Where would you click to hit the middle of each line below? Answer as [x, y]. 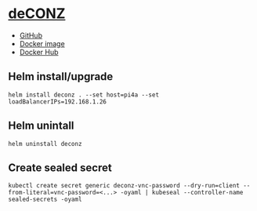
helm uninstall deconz [45, 144]
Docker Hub [39, 52]
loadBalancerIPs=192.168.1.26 [58, 102]
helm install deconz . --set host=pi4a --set [83, 95]
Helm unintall [41, 126]
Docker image [42, 43]
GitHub [31, 35]
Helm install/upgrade [61, 76]
